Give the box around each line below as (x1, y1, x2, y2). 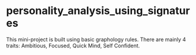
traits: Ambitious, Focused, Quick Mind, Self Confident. (6, 42, 140, 49)
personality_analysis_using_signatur (6, 4, 191, 18)
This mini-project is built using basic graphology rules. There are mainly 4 (6, 36, 187, 43)
